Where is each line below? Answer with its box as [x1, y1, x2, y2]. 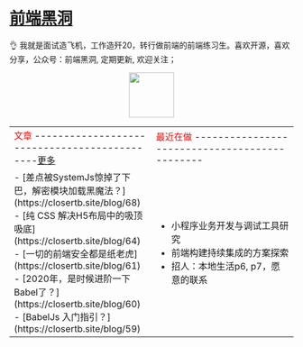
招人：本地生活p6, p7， [170, 260, 272, 272]
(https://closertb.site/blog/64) [14, 234, 142, 247]
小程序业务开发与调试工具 [170, 219, 280, 232]
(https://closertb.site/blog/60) [14, 297, 142, 310]
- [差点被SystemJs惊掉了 [14, 170, 122, 183]
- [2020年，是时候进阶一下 [14, 272, 131, 285]
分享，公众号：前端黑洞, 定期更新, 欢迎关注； [9, 53, 177, 64]
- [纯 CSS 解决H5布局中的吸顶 [14, 209, 143, 222]
